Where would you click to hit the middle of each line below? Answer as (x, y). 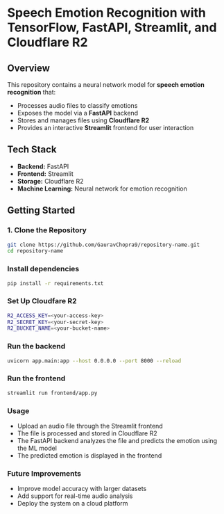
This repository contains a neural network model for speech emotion (106, 85)
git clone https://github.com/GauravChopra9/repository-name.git (103, 245)
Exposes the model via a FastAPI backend (78, 113)
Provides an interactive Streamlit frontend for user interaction (105, 128)
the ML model (37, 448)
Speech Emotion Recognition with (106, 13)
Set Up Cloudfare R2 (42, 301)
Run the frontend (36, 378)
